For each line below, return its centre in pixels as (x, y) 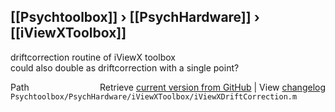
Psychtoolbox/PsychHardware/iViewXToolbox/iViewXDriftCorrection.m (154, 96)
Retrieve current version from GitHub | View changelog (212, 87)
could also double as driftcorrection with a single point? (125, 67)
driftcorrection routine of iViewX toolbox (93, 57)
